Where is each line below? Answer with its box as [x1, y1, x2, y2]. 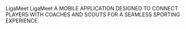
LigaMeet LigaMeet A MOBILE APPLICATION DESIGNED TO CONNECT [5, 5, 178, 12]
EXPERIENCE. [5, 17, 39, 24]
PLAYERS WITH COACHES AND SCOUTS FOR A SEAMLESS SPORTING [5, 11, 181, 18]
